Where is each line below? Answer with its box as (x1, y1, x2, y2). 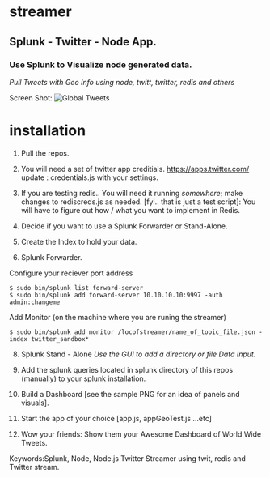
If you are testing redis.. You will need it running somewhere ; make (20, 188, 243, 198)
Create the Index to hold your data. (20, 237, 137, 246)
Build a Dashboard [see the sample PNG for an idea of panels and (20, 389, 241, 399)
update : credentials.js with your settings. (20, 173, 158, 182)
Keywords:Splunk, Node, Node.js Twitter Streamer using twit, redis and (9, 453, 246, 463)
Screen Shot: (9, 92, 53, 103)
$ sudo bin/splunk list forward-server (9, 284, 144, 292)
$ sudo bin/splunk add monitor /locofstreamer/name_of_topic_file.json (9, 327, 255, 336)
